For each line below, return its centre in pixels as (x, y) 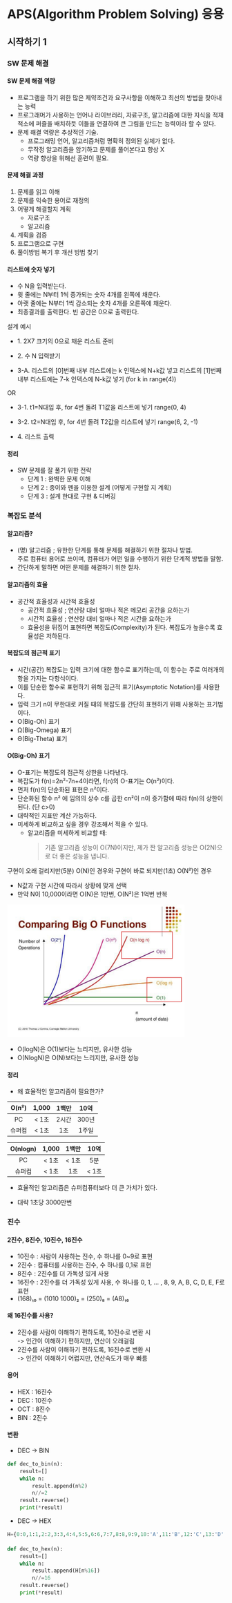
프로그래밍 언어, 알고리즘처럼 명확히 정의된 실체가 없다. (101, 141)
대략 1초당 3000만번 (45, 1202)
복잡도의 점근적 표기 (34, 653)
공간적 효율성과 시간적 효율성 (56, 601)
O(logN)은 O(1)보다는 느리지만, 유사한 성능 (75, 1049)
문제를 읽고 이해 (38, 191)
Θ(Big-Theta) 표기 (42, 738)
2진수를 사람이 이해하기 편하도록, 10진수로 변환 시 (84, 1332)
